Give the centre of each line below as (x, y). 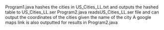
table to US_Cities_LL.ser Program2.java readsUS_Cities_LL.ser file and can (82, 12)
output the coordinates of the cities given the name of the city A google (78, 17)
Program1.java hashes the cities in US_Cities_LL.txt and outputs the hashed (82, 7)
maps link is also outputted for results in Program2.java (62, 22)
